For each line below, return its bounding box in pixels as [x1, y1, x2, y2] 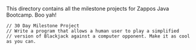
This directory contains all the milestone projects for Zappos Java [6, 5, 169, 12]
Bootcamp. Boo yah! [6, 11, 57, 18]
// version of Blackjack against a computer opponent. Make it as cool [6, 33, 190, 39]
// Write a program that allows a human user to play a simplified [6, 28, 180, 34]
